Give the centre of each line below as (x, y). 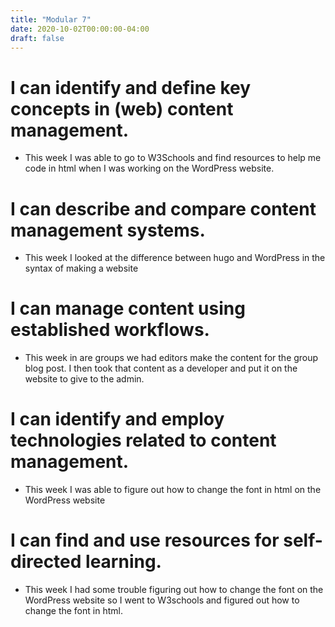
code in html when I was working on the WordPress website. (149, 168)
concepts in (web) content (122, 108)
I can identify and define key (131, 87)
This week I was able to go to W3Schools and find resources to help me (173, 158)
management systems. (108, 230)
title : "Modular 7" (51, 19)
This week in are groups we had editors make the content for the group (171, 358)
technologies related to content (143, 440)
